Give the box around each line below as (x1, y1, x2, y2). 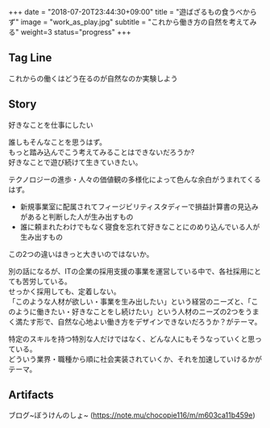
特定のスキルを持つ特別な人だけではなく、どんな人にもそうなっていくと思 (8, 334, 255, 343)
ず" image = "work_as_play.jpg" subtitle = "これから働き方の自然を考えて (8, 17, 250, 27)
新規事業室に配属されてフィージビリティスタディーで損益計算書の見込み (19, 201, 260, 212)
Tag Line (8, 51, 52, 65)
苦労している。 (22, 276, 72, 286)
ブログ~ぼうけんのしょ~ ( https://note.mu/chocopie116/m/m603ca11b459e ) (8, 410, 255, 420)
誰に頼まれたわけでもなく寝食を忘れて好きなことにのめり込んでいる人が (19, 221, 260, 232)
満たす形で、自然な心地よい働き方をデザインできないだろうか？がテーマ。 (15, 317, 262, 326)
